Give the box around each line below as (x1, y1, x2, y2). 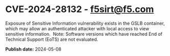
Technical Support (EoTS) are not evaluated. (5, 36, 99, 42)
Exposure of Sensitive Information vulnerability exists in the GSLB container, (5, 20, 165, 26)
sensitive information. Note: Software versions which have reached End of (5, 31, 162, 37)
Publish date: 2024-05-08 (5, 46, 62, 52)
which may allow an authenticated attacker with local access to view (5, 25, 150, 31)
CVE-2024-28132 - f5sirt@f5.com (5, 4, 154, 15)
